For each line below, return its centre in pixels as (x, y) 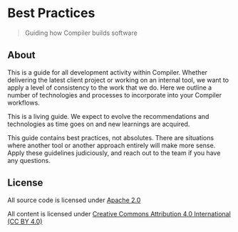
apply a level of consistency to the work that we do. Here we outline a (110, 88)
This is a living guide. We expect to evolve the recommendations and (108, 116)
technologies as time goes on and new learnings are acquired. (99, 124)
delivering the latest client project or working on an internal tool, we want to (118, 80)
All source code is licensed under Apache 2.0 (74, 200)
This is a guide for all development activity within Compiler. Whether (108, 72)
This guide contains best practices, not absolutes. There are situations (111, 137)
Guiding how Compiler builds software (81, 33)
